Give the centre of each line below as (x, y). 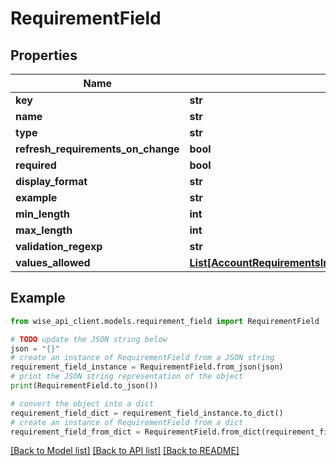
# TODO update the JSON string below (89, 339)
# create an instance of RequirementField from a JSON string (142, 358)
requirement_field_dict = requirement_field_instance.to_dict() (147, 413)
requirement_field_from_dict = (75, 432)
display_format (51, 181)
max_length (44, 230)
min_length (42, 214)
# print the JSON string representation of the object (127, 377)
